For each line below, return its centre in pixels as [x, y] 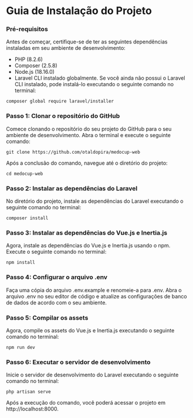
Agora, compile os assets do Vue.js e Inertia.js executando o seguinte [90, 330]
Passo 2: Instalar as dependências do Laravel [72, 188]
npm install [21, 263]
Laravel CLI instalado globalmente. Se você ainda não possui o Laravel [100, 78]
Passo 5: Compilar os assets [47, 318]
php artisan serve [28, 392]
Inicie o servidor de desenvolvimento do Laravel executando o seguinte [92, 375]
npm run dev [21, 347]
